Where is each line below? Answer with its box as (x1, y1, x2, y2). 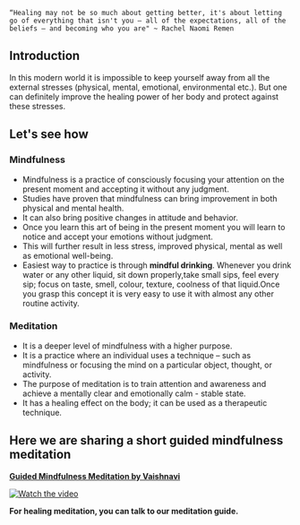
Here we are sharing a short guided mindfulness (9, 433, 284, 448)
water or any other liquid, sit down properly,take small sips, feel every (21, 269, 279, 280)
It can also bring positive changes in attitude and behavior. (21, 211, 239, 223)
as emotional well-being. (21, 250, 114, 261)
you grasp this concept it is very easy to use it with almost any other (21, 288, 275, 299)
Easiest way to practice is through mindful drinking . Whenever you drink (21, 260, 292, 271)
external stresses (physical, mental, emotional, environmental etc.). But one (9, 82, 287, 92)
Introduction (9, 48, 81, 64)
